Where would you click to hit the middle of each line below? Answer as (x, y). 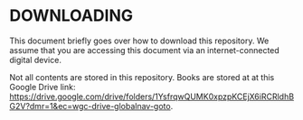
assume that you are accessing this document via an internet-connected (145, 50)
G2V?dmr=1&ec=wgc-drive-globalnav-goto (90, 106)
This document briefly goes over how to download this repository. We (139, 41)
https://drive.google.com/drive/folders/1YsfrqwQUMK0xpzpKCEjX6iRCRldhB (152, 97)
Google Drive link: (43, 87)
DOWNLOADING (71, 16)
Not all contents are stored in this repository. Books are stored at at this (142, 77)
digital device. (35, 60)
